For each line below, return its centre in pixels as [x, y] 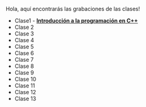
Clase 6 [24, 53]
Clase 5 [24, 46]
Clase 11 [25, 86]
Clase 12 [25, 92]
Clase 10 [25, 79]
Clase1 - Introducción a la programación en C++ [76, 20]
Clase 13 [25, 98]
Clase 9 [24, 72]
